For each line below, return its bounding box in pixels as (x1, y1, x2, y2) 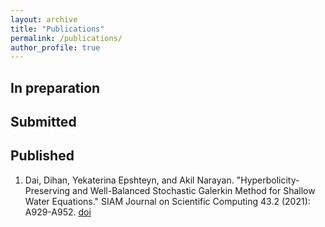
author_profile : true (10, 42, 101, 53)
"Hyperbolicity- (236, 174, 300, 186)
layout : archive (10, 14, 78, 25)
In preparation (10, 79, 101, 96)
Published (10, 147, 75, 165)
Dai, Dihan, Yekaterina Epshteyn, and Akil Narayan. (24, 174, 235, 186)
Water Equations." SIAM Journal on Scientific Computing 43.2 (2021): (24, 195, 311, 207)
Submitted (10, 114, 77, 131)
